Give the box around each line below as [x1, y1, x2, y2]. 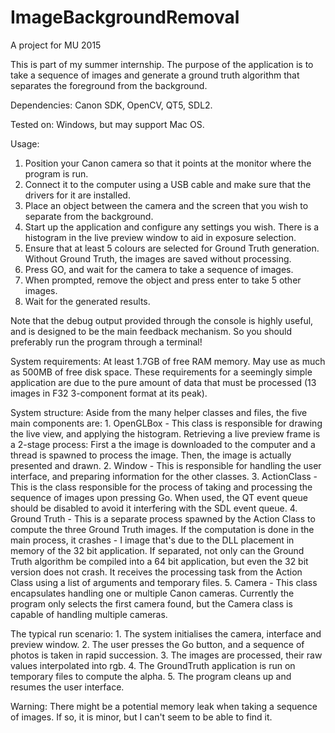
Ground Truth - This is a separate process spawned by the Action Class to [10, 512, 316, 525]
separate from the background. [24, 210, 154, 222]
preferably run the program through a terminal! [10, 336, 203, 348]
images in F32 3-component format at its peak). [10, 387, 208, 399]
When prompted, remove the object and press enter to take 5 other [24, 274, 302, 286]
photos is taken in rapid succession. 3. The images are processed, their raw [10, 649, 323, 661]
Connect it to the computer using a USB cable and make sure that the [24, 178, 312, 190]
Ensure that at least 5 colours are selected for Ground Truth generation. [24, 242, 320, 254]
